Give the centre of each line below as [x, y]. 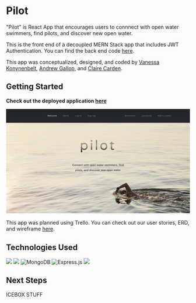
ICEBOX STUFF [24, 294]
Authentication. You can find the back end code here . [70, 50]
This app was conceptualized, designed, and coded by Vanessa [83, 62]
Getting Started [35, 87]
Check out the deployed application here [56, 101]
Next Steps [27, 280]
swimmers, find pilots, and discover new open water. [69, 33]
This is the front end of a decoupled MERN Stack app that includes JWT [92, 44]
